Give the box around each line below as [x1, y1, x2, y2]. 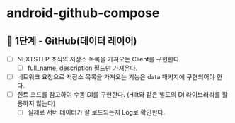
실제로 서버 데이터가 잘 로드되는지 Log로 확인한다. [27, 108, 166, 117]
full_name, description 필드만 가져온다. [27, 64, 138, 72]
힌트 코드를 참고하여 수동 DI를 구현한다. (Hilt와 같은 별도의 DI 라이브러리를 [16, 90, 221, 99]
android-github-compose [6, 5, 160, 21]
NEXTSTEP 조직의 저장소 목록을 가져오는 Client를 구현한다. [16, 55, 181, 63]
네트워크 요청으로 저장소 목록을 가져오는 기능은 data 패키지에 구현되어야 [16, 73, 215, 81]
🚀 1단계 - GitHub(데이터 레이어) [6, 35, 137, 47]
